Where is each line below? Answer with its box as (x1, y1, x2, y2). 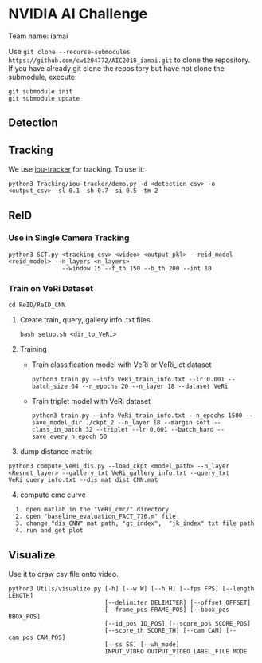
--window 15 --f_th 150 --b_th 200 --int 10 (61, 264, 213, 272)
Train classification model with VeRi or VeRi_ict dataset (31, 360, 212, 369)
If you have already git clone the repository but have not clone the (8, 63, 225, 73)
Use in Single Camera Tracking (8, 232, 130, 243)
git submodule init (8, 87, 73, 96)
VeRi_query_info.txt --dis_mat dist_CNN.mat (8, 476, 158, 484)
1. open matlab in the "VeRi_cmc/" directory (15, 506, 170, 514)
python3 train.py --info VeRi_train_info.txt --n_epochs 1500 (31, 412, 243, 420)
